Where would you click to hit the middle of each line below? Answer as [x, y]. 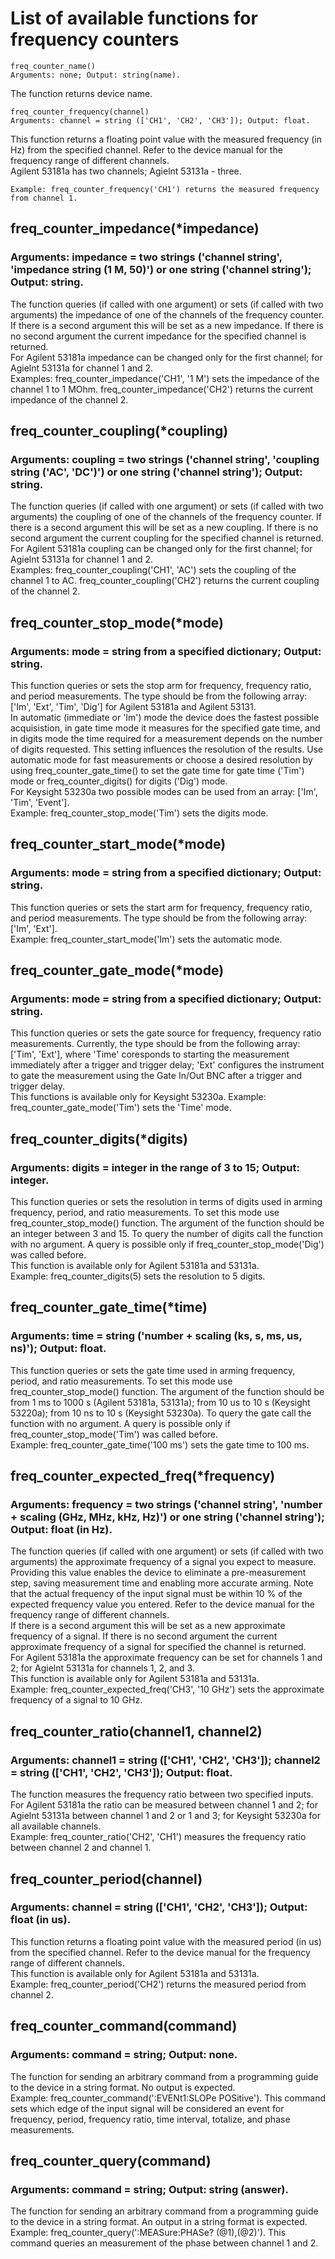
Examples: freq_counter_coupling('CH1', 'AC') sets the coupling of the [153, 570]
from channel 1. [44, 198]
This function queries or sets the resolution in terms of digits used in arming [166, 1202]
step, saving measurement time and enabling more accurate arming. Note [162, 1583]
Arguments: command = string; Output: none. [124, 2055]
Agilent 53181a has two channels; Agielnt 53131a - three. [126, 171]
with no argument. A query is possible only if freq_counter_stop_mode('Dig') [167, 1244]
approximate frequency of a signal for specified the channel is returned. [158, 1647]
